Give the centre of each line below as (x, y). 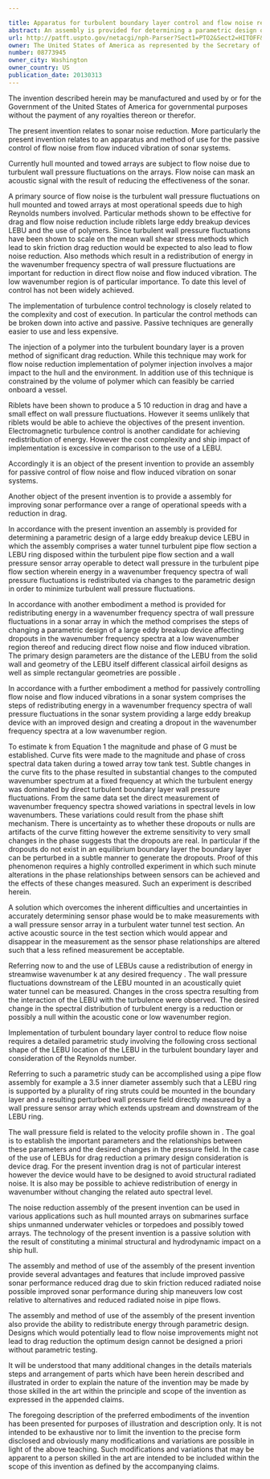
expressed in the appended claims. (66, 1399)
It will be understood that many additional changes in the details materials (130, 1365)
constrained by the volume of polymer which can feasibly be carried (121, 381)
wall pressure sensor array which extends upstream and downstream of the (133, 1107)
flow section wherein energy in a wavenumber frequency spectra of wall (128, 571)
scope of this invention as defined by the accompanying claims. (114, 1466)
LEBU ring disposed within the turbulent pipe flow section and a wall (121, 554)
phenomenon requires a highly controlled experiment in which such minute (132, 866)
